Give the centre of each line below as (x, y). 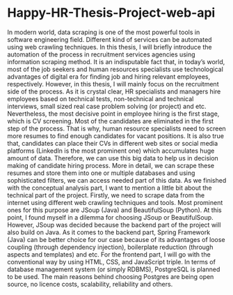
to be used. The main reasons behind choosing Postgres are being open (111, 276)
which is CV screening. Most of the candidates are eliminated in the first (111, 121)
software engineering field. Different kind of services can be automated (110, 39)
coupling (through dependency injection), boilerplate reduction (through (110, 247)
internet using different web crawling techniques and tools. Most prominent (115, 202)
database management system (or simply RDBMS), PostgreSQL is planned (114, 269)
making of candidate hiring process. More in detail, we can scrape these (111, 165)
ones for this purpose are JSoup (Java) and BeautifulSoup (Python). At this (115, 210)
